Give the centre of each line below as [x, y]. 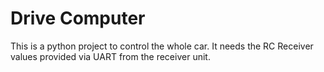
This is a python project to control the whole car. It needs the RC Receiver [162, 46]
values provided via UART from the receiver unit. [110, 56]
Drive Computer [78, 18]
